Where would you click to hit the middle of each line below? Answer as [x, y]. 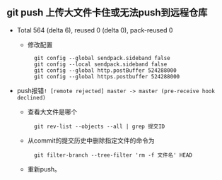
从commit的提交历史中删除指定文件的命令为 [91, 140]
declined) [31, 97]
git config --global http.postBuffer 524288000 [105, 70]
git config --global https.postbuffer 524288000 [107, 76]
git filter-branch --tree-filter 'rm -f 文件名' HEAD [113, 155]
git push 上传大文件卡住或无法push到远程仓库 [107, 13]
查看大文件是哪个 [52, 112]
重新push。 [44, 169]
